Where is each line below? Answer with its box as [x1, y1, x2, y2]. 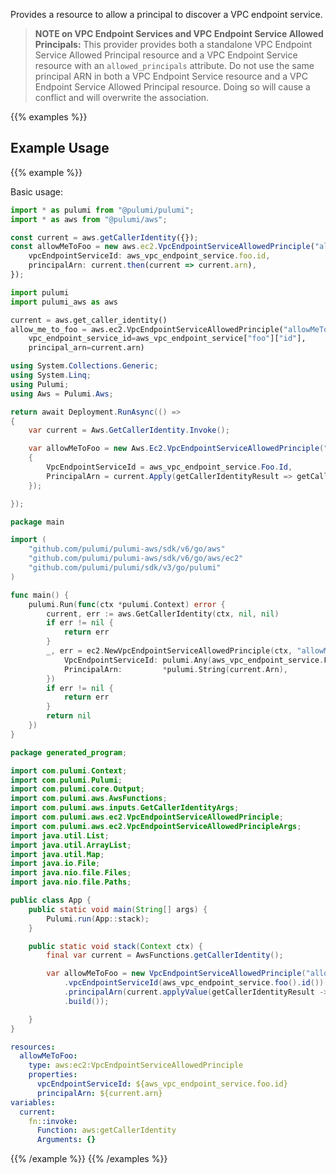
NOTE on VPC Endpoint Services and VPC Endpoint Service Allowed [34, 28, 324, 39]
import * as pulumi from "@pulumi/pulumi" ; [10, 205, 195, 215]
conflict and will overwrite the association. [34, 92, 210, 103]
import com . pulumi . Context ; [10, 765, 128, 776]
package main [10, 517, 65, 527]
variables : [10, 1097, 56, 1108]
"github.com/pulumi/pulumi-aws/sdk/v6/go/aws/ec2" [28, 554, 244, 564]
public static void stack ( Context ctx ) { [28, 941, 203, 951]
